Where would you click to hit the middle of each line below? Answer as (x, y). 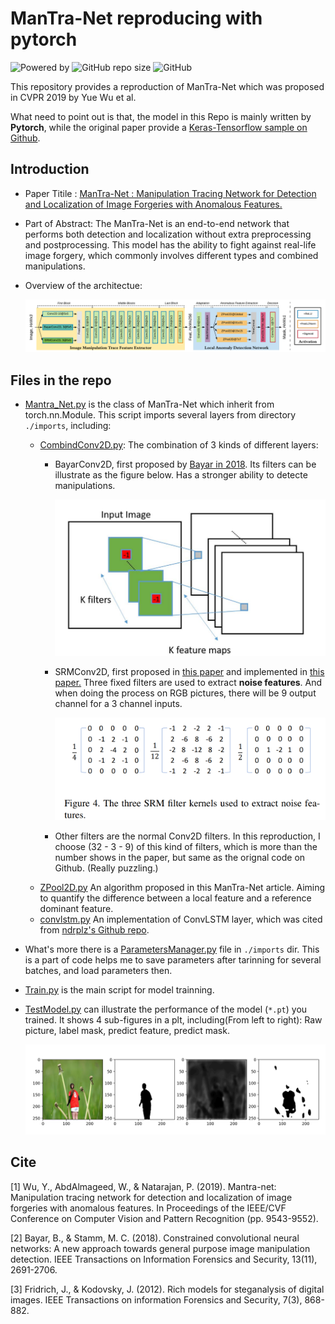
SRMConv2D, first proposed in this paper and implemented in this (189, 672)
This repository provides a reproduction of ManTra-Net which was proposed (167, 86)
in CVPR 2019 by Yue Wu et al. (73, 97)
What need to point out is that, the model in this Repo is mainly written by (161, 116)
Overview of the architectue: (83, 285)
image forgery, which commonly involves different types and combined (171, 255)
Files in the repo (61, 380)
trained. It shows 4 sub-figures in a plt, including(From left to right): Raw (173, 1019)
